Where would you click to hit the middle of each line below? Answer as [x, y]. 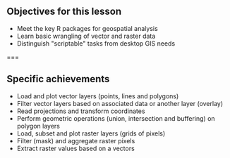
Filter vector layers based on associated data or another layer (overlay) [120, 103]
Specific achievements [58, 79]
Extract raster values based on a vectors [75, 148]
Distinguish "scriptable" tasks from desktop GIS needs [96, 43]
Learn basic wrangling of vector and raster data [86, 36]
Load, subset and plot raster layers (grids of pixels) [91, 133]
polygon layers [38, 126]
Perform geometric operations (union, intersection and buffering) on [116, 118]
